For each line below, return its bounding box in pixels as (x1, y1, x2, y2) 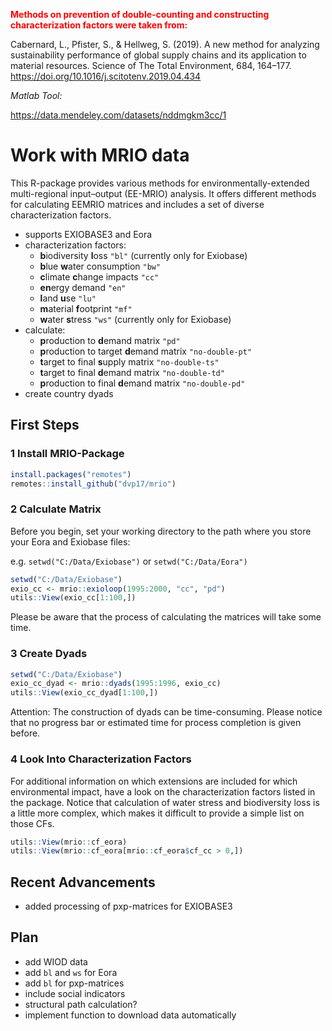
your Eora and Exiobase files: (10, 535, 131, 548)
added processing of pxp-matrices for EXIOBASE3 (24, 900, 233, 913)
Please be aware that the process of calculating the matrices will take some (10, 611, 322, 623)
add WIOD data (24, 955, 88, 968)
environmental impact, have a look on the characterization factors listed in (10, 785, 316, 798)
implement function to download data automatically (24, 1009, 237, 1021)
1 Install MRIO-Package (10, 447, 125, 461)
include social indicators (24, 987, 126, 999)
